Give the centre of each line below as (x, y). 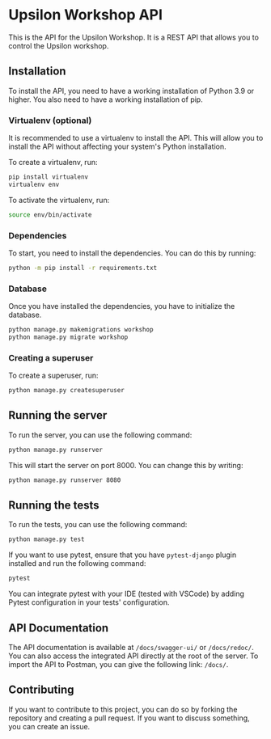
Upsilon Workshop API (86, 15)
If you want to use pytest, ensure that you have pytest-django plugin (123, 555)
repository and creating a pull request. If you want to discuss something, (129, 718)
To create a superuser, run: (53, 376)
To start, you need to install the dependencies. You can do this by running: (132, 253)
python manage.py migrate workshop (68, 337)
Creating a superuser (51, 357)
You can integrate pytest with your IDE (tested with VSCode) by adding (127, 594)
